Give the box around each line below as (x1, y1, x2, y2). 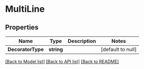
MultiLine (5, 3, 45, 15)
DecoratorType (7, 46, 44, 53)
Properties (5, 23, 39, 32)
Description (68, 38, 96, 44)
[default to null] (101, 46, 137, 53)
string (48, 46, 63, 53)
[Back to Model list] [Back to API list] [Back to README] (5, 59, 119, 65)
